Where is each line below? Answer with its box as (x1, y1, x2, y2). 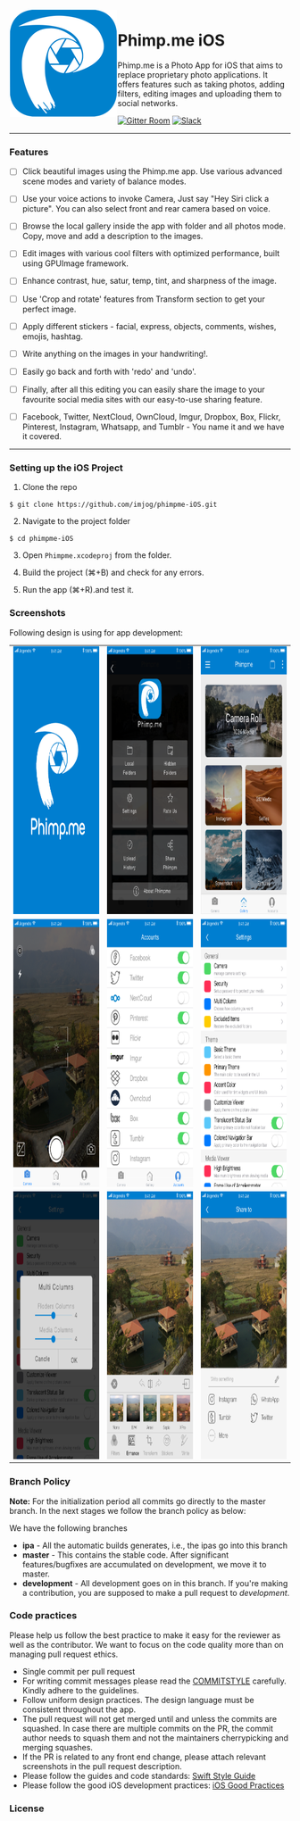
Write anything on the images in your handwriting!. (21, 348, 208, 359)
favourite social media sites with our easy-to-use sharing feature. (21, 394, 263, 404)
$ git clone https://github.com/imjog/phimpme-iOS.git (9, 500, 218, 510)
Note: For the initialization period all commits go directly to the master (9, 1495, 266, 1507)
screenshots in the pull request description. (21, 1760, 183, 1771)
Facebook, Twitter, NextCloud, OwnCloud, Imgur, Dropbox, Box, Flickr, (21, 411, 281, 422)
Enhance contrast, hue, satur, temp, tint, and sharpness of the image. (21, 276, 277, 287)
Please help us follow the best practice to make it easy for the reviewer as (9, 1629, 281, 1641)
